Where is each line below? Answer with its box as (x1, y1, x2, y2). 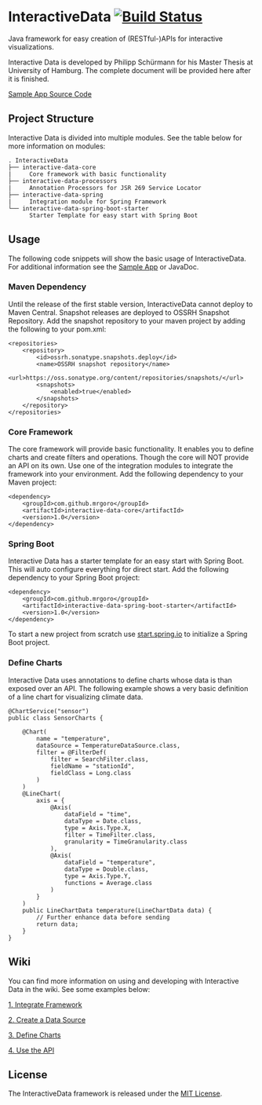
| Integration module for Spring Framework (8, 197, 167, 206)
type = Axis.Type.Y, (64, 872, 132, 880)
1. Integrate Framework (8, 1000, 82, 1009)
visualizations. (8, 42, 55, 51)
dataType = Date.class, (64, 817, 143, 825)
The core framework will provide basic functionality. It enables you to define (8, 445, 254, 454)
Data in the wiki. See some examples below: (8, 984, 151, 993)
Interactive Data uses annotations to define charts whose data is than (8, 675, 233, 685)
